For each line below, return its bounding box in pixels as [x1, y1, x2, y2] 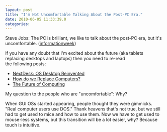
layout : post [5, 7, 33, 13]
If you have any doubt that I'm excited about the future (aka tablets [5, 50, 143, 56]
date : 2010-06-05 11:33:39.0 [5, 17, 66, 22]
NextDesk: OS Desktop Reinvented [12, 71, 85, 77]
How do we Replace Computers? [12, 76, 80, 82]
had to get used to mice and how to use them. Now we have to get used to [5, 111, 160, 117]
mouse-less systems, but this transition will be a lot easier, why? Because [5, 116, 157, 123]
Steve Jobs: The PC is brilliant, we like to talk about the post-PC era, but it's [5, 35, 162, 41]
